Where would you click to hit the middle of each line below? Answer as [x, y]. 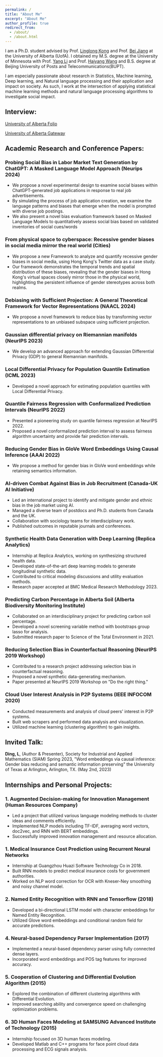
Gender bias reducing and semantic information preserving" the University [80, 764]
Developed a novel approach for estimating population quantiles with [81, 386]
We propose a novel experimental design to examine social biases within [85, 185]
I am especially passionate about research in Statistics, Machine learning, [79, 76]
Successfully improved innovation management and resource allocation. [84, 837]
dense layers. [26, 954]
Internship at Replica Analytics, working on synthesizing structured [79, 556]
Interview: [21, 112]
